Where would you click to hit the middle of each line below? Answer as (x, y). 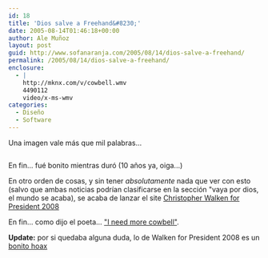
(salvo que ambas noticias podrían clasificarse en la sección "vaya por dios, (134, 189)
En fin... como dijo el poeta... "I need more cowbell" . (94, 222)
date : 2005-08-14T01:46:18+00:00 (64, 30)
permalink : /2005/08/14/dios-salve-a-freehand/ (89, 61)
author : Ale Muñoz (39, 38)
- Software (34, 120)
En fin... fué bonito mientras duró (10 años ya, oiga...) (96, 165)
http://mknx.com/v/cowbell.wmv (75, 83)
